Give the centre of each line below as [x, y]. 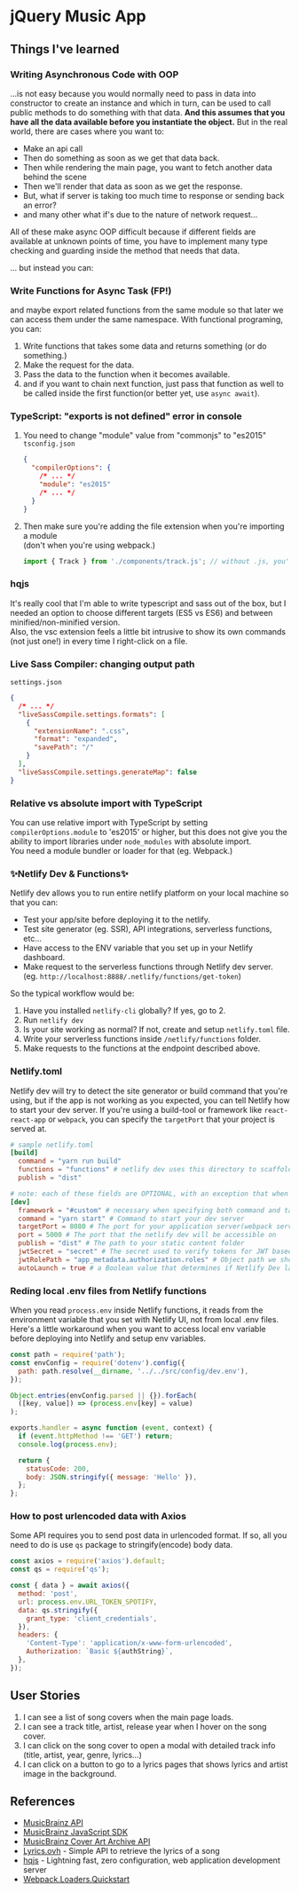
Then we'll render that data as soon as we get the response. [133, 186]
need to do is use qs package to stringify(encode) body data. [122, 1545]
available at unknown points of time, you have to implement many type [139, 241]
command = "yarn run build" [70, 1161]
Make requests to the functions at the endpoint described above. [142, 1048]
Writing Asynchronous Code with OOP [94, 75]
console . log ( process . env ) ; [68, 1444]
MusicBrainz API [53, 1823]
